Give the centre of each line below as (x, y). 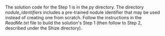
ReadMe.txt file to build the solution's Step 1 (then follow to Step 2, (74, 23)
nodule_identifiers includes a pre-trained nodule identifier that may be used (83, 12)
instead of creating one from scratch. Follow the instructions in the (74, 18)
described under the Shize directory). (44, 28)
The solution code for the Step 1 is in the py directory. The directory (75, 7)
